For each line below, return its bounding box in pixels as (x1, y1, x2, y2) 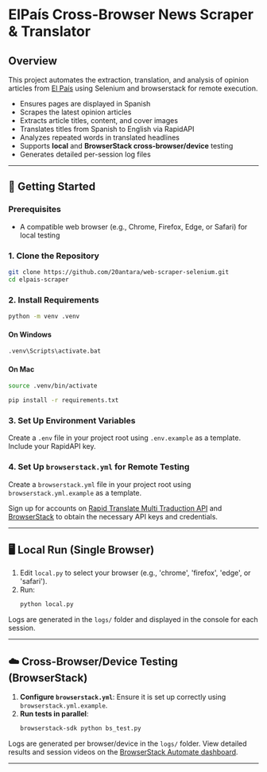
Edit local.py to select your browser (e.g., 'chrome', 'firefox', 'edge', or (19, 568, 251, 577)
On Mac (8, 364, 35, 374)
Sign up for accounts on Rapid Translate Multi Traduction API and (8, 503, 222, 513)
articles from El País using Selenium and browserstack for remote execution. (8, 83, 258, 93)
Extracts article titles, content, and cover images (19, 116, 179, 125)
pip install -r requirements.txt (8, 396, 119, 404)
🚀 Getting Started (8, 180, 96, 194)
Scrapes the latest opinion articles (19, 107, 132, 117)
